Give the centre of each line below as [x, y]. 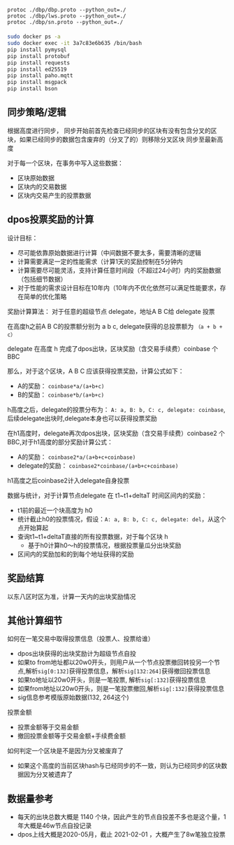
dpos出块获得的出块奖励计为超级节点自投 [76, 654]
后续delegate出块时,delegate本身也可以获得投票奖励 [82, 418]
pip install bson [32, 89]
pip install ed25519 [37, 69]
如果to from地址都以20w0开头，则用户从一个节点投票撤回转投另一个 [116, 662]
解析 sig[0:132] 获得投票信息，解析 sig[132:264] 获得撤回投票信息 [118, 671]
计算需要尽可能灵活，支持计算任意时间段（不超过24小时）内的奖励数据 [119, 270]
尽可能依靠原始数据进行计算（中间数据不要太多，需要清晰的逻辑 [109, 252]
